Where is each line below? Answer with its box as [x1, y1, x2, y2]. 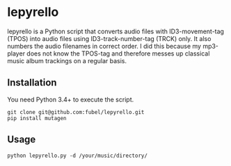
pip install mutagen [7, 115, 67, 122]
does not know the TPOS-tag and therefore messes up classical [26, 49, 210, 58]
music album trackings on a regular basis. [7, 56, 127, 65]
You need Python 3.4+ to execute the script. [7, 95, 134, 103]
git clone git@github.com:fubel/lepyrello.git [7, 108, 145, 115]
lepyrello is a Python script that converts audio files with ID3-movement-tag [7, 27, 225, 35]
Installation [7, 77, 57, 89]
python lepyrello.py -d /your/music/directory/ [7, 152, 148, 159]
